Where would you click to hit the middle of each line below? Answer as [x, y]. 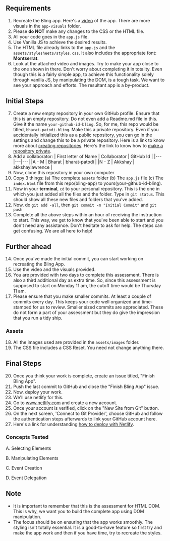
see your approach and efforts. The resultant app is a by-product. [81, 85]
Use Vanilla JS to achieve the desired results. [60, 42]
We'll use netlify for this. [38, 397]
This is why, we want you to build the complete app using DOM [78, 511]
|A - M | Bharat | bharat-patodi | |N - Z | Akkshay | [83, 162]
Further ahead [29, 247]
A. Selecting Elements [29, 448]
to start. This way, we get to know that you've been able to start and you [88, 220]
